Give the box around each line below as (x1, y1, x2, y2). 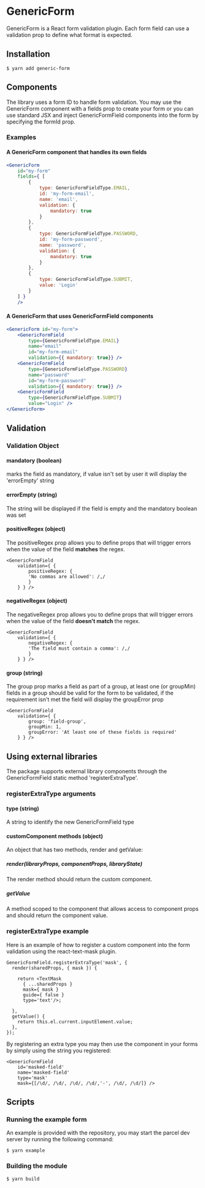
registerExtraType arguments (6, 789, 96, 798)
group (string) (6, 669, 43, 677)
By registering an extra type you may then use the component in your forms (6, 1040, 198, 1047)
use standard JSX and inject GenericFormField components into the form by (6, 111, 199, 119)
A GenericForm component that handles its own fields (6, 149, 147, 156)
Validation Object (6, 441, 60, 450)
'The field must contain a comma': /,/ (28, 645, 131, 652)
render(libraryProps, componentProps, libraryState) (6, 860, 143, 867)
